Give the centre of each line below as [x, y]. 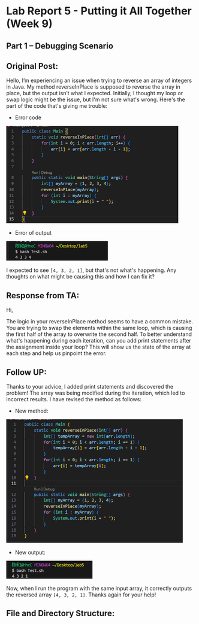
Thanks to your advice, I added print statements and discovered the [90, 387]
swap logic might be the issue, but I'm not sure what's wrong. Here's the [96, 99]
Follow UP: [26, 372]
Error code [28, 117]
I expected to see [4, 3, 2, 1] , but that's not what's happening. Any [91, 270]
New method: [31, 411]
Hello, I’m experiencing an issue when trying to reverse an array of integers [99, 81]
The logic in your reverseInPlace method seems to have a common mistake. [100, 322]
